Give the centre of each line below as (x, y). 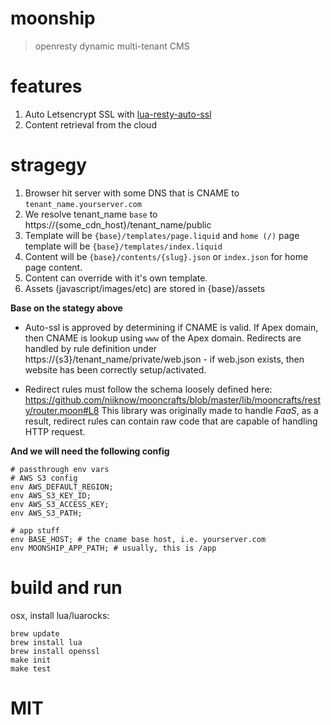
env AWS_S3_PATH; (46, 513)
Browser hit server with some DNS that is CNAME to (132, 193)
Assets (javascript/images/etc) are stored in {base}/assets (145, 288)
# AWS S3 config (44, 478)
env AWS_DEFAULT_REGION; (62, 487)
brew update (35, 633)
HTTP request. (55, 431)
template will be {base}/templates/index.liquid (123, 246)
